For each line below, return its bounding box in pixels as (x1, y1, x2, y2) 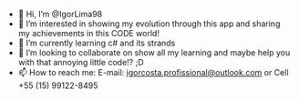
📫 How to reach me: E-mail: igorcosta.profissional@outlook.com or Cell (17, 67, 289, 77)
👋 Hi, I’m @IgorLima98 (17, 9, 103, 19)
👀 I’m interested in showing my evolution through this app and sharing (17, 18, 281, 29)
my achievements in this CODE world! (17, 28, 160, 38)
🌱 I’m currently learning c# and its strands (17, 37, 176, 48)
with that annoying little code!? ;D (17, 57, 144, 67)
